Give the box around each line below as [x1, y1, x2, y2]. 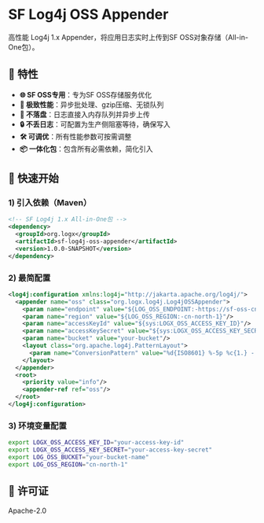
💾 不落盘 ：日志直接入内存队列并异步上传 [19, 109, 151, 119]
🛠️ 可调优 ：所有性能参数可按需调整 [19, 131, 132, 141]
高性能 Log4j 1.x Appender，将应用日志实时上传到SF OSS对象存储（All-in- [8, 32, 249, 42]
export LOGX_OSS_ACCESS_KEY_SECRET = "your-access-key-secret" [8, 446, 213, 454]
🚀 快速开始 [8, 171, 59, 186]
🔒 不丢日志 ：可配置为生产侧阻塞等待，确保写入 [19, 120, 170, 129]
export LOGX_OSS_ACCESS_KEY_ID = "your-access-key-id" [8, 439, 185, 447]
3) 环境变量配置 [8, 420, 67, 431]
